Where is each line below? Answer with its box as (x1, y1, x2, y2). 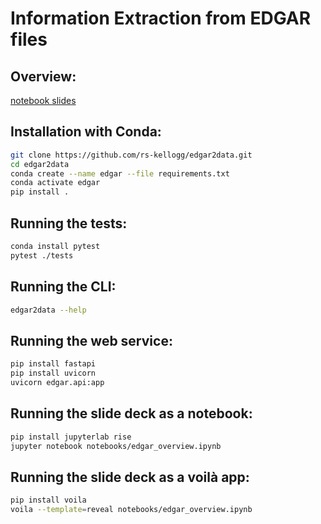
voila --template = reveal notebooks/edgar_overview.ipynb (10, 505, 253, 515)
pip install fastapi (10, 359, 97, 369)
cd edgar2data (10, 159, 70, 169)
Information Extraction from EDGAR (10, 7, 312, 30)
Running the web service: (10, 332, 173, 349)
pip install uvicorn (10, 368, 97, 379)
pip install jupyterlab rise (10, 432, 132, 442)
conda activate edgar (10, 178, 101, 188)
